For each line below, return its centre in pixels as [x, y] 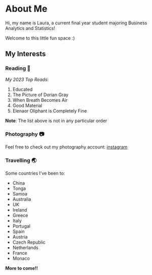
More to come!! [21, 268]
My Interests [26, 54]
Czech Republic [29, 242]
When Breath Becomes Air [40, 100]
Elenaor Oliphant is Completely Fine [50, 111]
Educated [22, 89]
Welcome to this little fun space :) [40, 38]
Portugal [21, 226]
